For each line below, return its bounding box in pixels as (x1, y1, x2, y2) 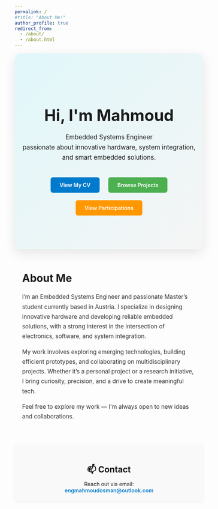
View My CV (59, 181, 91, 189)
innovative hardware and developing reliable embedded (22, 313, 173, 321)
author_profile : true (14, 20, 69, 26)
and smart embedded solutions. (62, 153, 156, 161)
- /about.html (20, 37, 55, 43)
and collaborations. (22, 412, 74, 421)
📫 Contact (87, 463, 131, 475)
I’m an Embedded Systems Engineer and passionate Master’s (22, 293, 188, 301)
